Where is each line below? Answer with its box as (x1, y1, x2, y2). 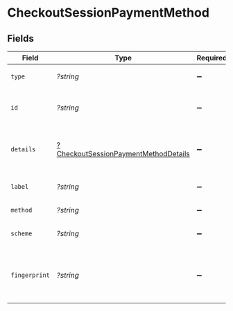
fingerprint (10, 271, 51, 279)
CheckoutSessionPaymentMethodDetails (56, 149, 190, 158)
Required (196, 53, 227, 62)
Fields (7, 33, 35, 44)
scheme (10, 230, 33, 237)
